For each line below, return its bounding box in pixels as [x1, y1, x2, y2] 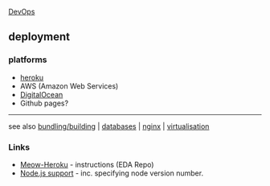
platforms [8, 54, 47, 65]
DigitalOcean [19, 89, 63, 99]
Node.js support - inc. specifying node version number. [19, 168, 203, 178]
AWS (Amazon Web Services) [19, 81, 119, 91]
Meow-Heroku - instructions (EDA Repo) [19, 159, 154, 169]
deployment [8, 30, 71, 43]
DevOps [8, 7, 35, 16]
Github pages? [19, 98, 69, 108]
